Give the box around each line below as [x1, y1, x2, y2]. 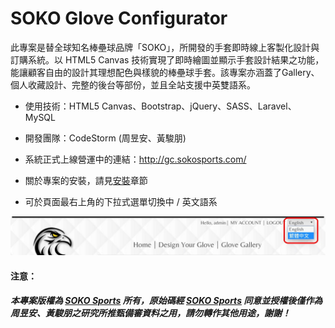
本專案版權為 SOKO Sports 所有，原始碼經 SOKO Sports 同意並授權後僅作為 [10, 295, 323, 307]
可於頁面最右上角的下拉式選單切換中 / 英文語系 [24, 195, 218, 207]
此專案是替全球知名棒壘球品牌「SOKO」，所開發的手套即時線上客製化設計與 [10, 41, 320, 53]
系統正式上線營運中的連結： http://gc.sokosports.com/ [24, 153, 247, 165]
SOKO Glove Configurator [10, 7, 228, 30]
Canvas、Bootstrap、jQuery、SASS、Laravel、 [101, 100, 297, 112]
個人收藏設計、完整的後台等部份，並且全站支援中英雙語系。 [10, 78, 256, 91]
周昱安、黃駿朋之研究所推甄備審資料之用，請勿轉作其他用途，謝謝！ [10, 307, 291, 319]
